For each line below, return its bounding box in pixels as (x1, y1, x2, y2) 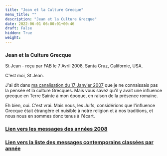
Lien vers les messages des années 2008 (5, 126, 108, 133)
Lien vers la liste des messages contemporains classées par (5, 139, 154, 146)
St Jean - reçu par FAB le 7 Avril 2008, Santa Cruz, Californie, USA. (5, 63, 143, 69)
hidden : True (5, 30, 32, 35)
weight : (5, 35, 21, 40)
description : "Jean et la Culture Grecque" (5, 16, 97, 21)
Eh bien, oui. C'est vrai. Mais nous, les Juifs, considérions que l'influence (5, 103, 156, 109)
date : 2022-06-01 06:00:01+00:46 (5, 21, 75, 26)
